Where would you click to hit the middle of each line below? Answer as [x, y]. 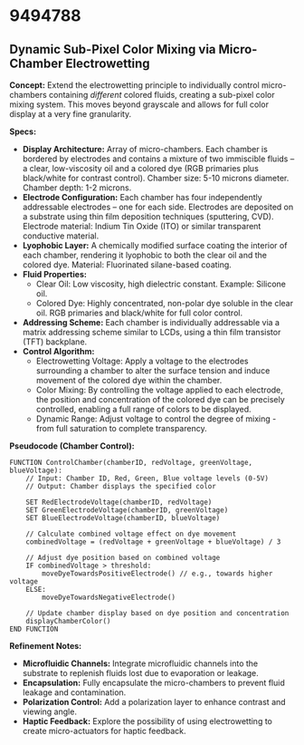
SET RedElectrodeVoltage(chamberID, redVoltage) [119, 502]
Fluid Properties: [55, 274]
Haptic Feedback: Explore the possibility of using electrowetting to [147, 721]
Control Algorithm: [58, 351]
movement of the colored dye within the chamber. [129, 380]
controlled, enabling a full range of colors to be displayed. [143, 409]
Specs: [23, 131]
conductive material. [61, 236]
